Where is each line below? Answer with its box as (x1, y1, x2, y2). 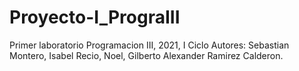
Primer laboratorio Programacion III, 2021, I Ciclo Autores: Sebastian (9, 39, 290, 51)
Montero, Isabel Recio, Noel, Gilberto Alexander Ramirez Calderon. (9, 49, 284, 61)
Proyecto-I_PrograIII (9, 6, 181, 29)
